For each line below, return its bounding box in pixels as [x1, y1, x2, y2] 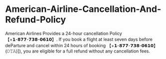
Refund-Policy [5, 14, 66, 25]
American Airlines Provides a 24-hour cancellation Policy [5, 30, 122, 36]
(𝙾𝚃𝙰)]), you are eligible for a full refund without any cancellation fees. [5, 48, 151, 54]
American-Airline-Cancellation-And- [5, 3, 162, 15]
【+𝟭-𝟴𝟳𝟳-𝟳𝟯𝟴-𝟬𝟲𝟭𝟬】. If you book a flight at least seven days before [5, 36, 153, 42]
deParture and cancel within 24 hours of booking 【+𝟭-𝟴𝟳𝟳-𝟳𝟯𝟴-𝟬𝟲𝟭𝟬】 [5, 42, 159, 48]
